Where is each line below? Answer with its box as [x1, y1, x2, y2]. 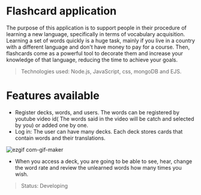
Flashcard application [6, 4, 117, 18]
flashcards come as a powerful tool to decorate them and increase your [6, 49, 184, 57]
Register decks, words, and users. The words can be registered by [14, 108, 180, 116]
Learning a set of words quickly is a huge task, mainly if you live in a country [6, 37, 195, 44]
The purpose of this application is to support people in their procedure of [6, 24, 187, 31]
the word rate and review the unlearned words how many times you [14, 164, 182, 171]
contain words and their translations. [14, 134, 106, 141]
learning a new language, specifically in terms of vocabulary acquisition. [6, 30, 185, 37]
